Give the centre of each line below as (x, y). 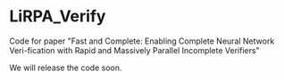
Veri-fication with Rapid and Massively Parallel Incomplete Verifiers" (135, 50)
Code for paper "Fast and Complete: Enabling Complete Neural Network (142, 41)
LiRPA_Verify (58, 16)
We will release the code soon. (66, 68)
